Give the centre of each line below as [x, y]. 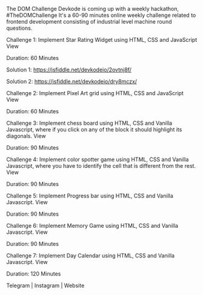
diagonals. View [26, 136]
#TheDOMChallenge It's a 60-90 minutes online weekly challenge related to [101, 15]
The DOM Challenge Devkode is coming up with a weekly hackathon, [92, 9]
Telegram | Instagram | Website [45, 285]
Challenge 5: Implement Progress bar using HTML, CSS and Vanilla [90, 196]
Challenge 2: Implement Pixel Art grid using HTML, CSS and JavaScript [95, 93]
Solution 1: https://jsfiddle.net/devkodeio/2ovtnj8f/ [69, 70]
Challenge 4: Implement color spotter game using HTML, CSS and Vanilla [98, 159]
